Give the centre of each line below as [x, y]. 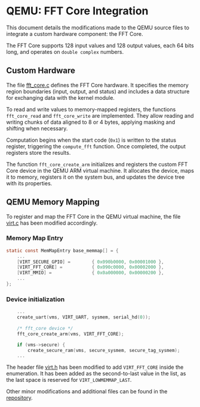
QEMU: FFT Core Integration [77, 11]
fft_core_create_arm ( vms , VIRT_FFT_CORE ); [70, 334]
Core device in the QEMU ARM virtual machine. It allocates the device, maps [100, 170]
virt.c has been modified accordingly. [52, 223]
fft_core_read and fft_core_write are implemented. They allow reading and [100, 115]
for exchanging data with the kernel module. [61, 97]
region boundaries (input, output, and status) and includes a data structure [98, 91]
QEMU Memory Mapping [53, 202]
